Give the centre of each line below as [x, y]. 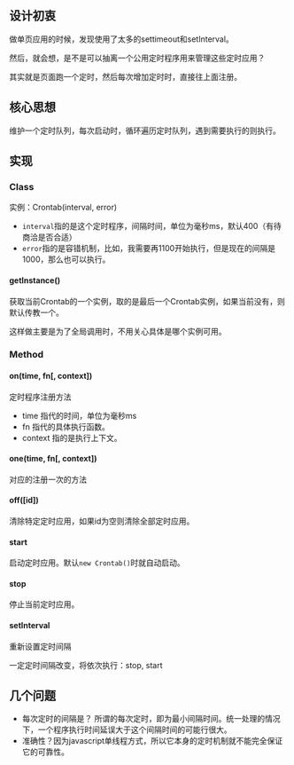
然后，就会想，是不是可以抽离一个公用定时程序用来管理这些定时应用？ [137, 58]
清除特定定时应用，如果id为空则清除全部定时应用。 [102, 521]
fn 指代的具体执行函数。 [66, 426]
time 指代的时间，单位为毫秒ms [79, 415]
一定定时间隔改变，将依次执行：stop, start [86, 665]
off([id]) [24, 501]
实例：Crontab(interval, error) [63, 208]
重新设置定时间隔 [40, 646]
